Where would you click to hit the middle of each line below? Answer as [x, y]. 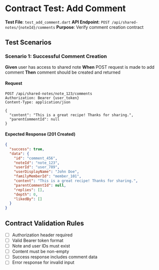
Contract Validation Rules [44, 223]
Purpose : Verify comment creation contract [100, 27]
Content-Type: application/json [38, 102]
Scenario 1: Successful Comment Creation [56, 57]
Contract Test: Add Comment [65, 9]
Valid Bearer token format [38, 241]
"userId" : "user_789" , [37, 167]
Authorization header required [42, 235]
